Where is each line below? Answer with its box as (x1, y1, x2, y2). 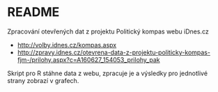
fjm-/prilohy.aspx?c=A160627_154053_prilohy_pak (17, 55, 160, 63)
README (7, 4, 60, 20)
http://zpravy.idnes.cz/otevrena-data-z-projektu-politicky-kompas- (17, 48, 211, 56)
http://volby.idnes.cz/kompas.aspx (17, 40, 117, 49)
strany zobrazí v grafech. (7, 76, 79, 84)
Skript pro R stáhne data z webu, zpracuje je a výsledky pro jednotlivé (7, 69, 208, 77)
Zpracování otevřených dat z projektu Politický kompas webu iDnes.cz (7, 27, 209, 36)
